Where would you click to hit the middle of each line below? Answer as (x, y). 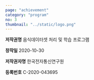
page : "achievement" (27, 10)
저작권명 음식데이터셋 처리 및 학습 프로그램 (48, 39)
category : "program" (27, 15)
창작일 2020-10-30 (25, 51)
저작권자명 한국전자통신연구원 (35, 62)
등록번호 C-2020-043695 (32, 72)
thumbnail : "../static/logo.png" (41, 24)
